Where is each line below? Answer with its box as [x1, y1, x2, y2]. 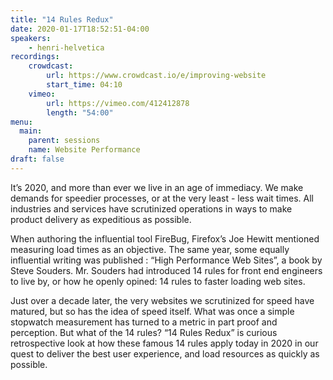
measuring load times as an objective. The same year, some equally [10, 243, 290, 255]
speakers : [10, 33, 52, 43]
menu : [10, 117, 33, 127]
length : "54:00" [46, 107, 114, 118]
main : [19, 126, 43, 136]
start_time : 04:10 [46, 80, 123, 90]
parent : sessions [28, 136, 101, 146]
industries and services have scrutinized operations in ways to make [10, 202, 293, 215]
